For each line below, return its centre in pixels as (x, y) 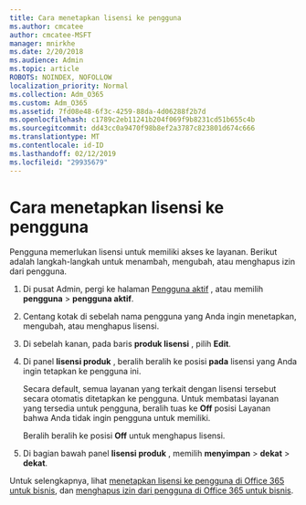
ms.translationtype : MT (55, 137)
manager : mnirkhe (42, 43)
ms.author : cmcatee (47, 26)
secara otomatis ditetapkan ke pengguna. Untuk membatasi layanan (151, 399)
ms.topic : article (44, 69)
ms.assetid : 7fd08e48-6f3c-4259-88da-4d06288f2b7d (108, 111)
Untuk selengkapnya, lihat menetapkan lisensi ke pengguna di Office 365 (147, 481)
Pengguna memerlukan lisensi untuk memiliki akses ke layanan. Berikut (143, 252)
